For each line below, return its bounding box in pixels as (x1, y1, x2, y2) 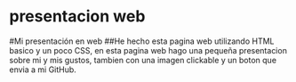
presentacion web (9, 6, 146, 27)
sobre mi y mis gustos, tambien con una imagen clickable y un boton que (9, 54, 277, 65)
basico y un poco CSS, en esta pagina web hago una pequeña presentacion (9, 45, 287, 55)
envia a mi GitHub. (9, 64, 77, 75)
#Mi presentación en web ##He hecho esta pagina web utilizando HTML (9, 36, 275, 46)
